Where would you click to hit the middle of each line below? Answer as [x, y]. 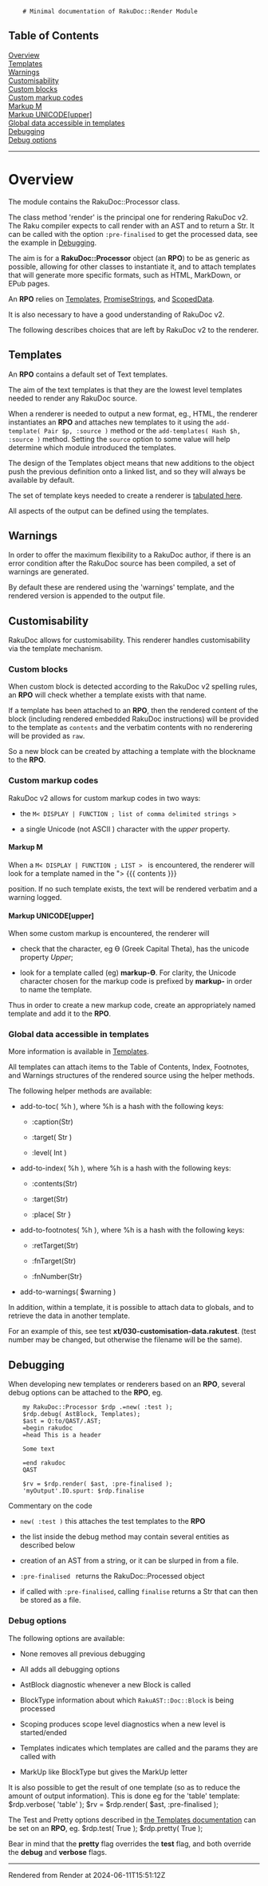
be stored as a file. [50, 1600]
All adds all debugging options [70, 1669]
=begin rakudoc [48, 1428]
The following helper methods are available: [80, 1091]
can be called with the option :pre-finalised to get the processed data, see [133, 234]
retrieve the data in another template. [69, 1316]
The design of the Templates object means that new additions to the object [132, 463]
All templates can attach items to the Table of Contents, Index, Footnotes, [129, 1067]
